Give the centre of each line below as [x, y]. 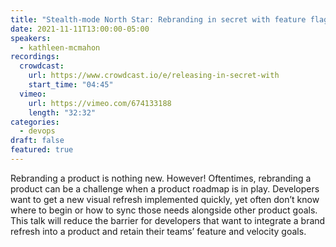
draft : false [37, 141]
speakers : [31, 38]
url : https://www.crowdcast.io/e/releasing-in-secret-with [154, 76]
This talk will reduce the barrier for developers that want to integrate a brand [168, 220]
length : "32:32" [62, 112]
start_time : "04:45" [71, 85]
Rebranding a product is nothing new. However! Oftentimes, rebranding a [161, 178]
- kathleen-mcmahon [60, 47]
